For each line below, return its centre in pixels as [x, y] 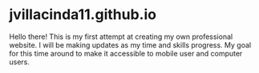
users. [20, 62]
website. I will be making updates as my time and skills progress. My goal [130, 44]
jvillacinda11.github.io [83, 15]
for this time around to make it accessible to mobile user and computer [126, 53]
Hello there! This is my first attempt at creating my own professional [121, 36]
